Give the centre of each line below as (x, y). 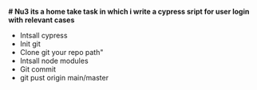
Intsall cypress (43, 35)
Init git (30, 44)
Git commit (38, 69)
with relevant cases (42, 20)
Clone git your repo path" (61, 52)
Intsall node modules (54, 61)
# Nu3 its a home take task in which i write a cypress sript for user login (129, 12)
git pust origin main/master (64, 78)
